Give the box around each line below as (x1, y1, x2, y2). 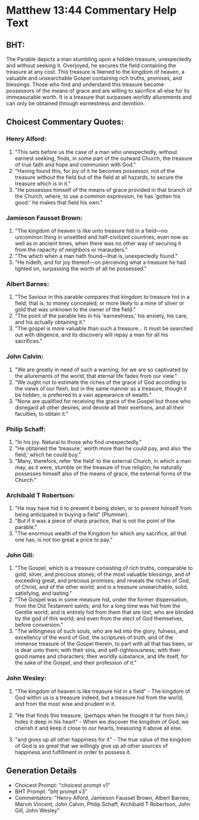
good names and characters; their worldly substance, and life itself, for (14, 653, 188, 660)
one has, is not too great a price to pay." (14, 536, 113, 544)
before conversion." (14, 622, 64, 629)
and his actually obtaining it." (14, 318, 86, 326)
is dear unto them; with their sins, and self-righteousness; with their (14, 646, 181, 654)
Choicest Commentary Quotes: (6, 117, 124, 127)
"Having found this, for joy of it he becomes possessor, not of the (14, 167, 175, 174)
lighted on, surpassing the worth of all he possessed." (14, 265, 147, 272)
